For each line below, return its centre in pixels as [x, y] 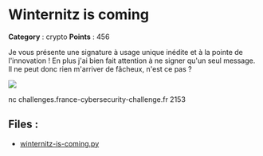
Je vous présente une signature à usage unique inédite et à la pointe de [126, 52]
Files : [23, 125]
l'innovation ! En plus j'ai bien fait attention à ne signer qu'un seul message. [132, 60]
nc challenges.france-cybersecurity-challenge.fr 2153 [97, 99]
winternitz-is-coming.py [59, 143]
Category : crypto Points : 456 [59, 37]
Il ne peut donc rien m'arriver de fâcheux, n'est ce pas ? [100, 68]
